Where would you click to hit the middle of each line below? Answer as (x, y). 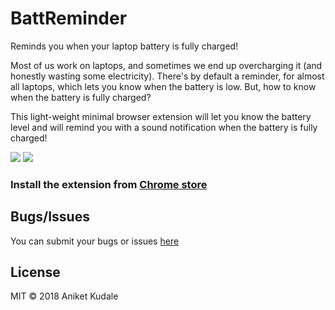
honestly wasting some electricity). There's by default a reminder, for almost (167, 76)
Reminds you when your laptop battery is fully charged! (124, 46)
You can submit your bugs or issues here (95, 241)
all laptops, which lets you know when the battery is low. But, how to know (163, 86)
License (35, 272)
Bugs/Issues (50, 217)
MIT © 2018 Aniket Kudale (64, 296)
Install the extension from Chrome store (109, 184)
